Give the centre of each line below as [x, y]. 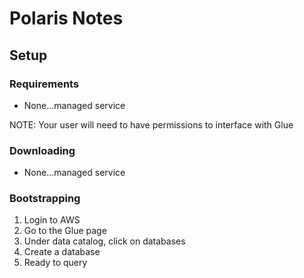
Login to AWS [52, 220]
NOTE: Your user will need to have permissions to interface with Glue [151, 124]
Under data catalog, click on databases [104, 241]
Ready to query [55, 263]
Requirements [44, 84]
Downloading [42, 150]
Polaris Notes [66, 18]
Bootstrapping [45, 199]
